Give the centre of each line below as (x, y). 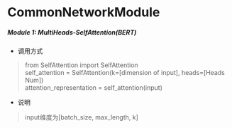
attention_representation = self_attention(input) (94, 88)
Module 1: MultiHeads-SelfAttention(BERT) (72, 32)
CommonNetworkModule (84, 12)
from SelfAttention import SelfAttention (81, 65)
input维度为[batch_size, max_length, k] (81, 117)
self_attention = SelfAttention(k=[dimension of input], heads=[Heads (125, 73)
